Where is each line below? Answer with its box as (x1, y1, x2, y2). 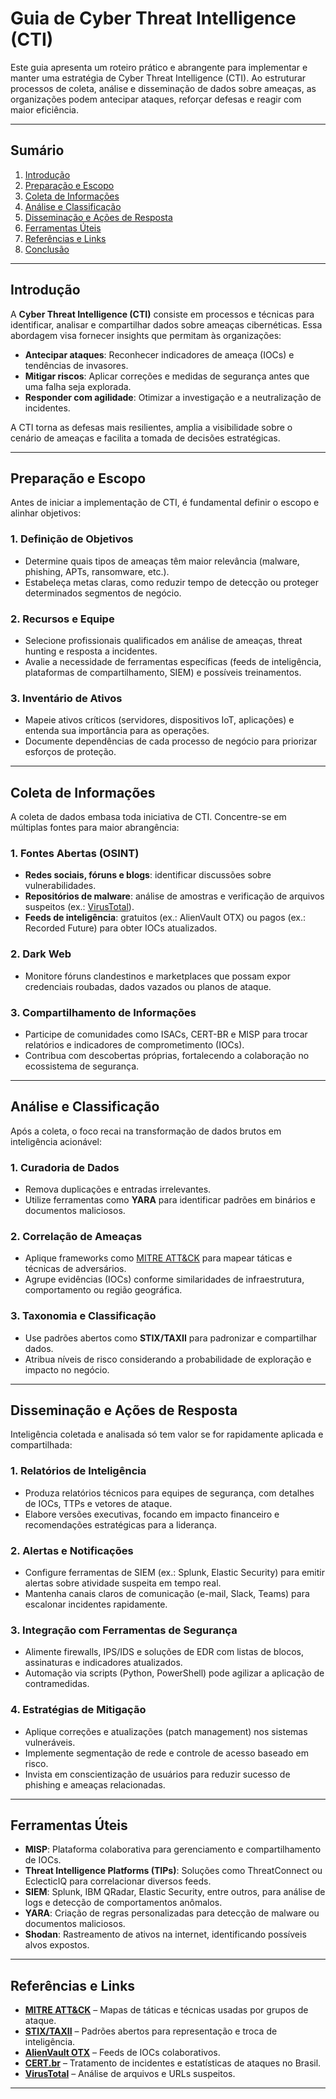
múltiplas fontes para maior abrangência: (10, 822, 180, 834)
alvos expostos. (24, 1939, 90, 1951)
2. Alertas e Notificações (10, 1543, 134, 1557)
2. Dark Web (10, 947, 72, 961)
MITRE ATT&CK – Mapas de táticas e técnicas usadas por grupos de (24, 2004, 309, 2016)
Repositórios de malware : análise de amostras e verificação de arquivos (24, 890, 325, 902)
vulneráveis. (24, 1736, 76, 1748)
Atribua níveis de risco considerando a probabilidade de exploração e (24, 1353, 312, 1365)
